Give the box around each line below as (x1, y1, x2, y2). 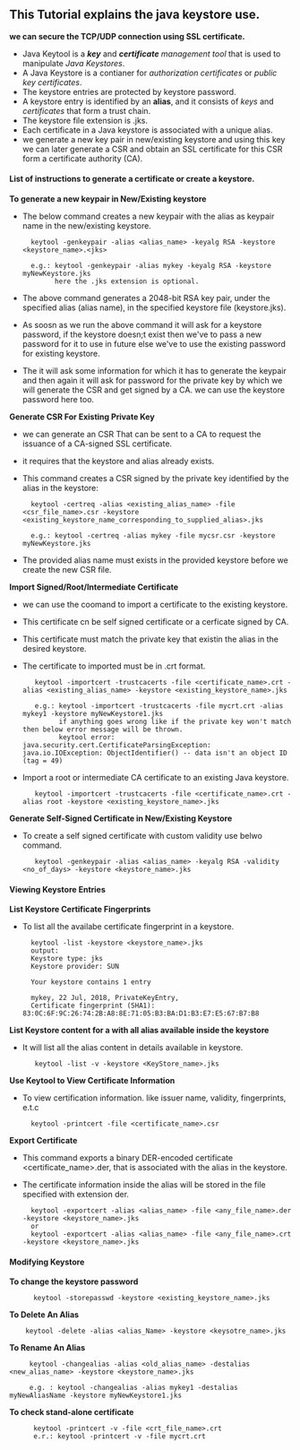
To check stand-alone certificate (9, 1407, 134, 1418)
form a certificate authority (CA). (21, 152, 143, 164)
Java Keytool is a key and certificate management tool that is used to (21, 48, 281, 59)
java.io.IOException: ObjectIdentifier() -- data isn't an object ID (21, 748, 288, 758)
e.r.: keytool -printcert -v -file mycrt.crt (32, 1432, 206, 1441)
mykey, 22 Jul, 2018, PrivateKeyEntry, (30, 994, 179, 1003)
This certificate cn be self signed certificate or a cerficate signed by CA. (21, 617, 289, 627)
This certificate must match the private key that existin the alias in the (21, 634, 279, 644)
